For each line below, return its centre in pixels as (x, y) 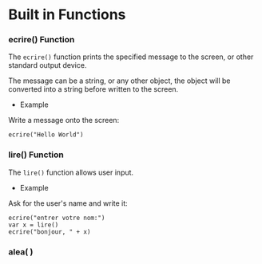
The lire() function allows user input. (71, 172)
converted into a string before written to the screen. (93, 89)
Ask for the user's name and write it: (68, 203)
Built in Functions (67, 15)
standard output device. (48, 65)
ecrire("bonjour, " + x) (50, 232)
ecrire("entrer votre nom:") (57, 218)
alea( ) (21, 251)
